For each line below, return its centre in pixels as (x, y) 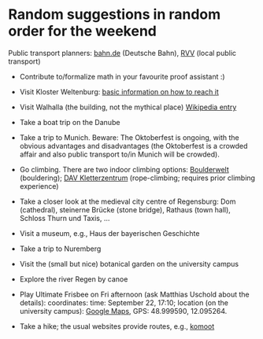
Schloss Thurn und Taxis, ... (65, 218)
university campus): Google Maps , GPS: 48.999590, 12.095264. (123, 311)
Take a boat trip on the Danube (70, 122)
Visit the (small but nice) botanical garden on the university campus (129, 263)
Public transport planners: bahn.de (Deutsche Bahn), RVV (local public (122, 53)
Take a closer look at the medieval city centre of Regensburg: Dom (128, 201)
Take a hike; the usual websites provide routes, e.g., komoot (117, 326)
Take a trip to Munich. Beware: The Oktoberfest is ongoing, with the (129, 137)
